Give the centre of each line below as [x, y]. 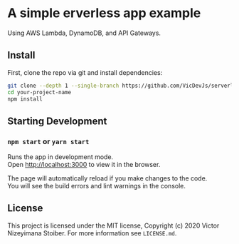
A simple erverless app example [104, 13]
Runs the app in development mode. [60, 157]
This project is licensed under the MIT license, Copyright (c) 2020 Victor [113, 225]
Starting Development [57, 121]
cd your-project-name [39, 92]
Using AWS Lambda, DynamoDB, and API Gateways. [84, 33]
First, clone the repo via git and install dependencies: [85, 72]
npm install [25, 99]
